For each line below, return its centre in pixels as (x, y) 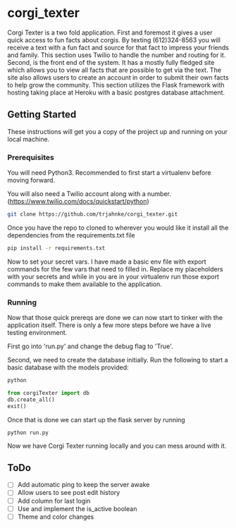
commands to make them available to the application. (85, 284)
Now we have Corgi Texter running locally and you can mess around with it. (117, 446)
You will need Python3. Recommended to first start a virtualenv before (109, 173)
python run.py (28, 432)
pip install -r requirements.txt (56, 248)
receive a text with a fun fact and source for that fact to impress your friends (118, 47)
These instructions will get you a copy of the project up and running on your (117, 131)
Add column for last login (54, 501)
